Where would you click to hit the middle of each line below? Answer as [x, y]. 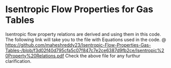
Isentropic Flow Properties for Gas [79, 9]
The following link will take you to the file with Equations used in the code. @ [86, 40]
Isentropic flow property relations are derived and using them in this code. [83, 34]
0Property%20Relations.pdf [35, 56]
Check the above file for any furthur [103, 56]
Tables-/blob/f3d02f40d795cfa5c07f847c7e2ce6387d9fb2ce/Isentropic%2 [85, 50]
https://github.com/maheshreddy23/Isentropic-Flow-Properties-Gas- [78, 45]
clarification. [18, 61]
